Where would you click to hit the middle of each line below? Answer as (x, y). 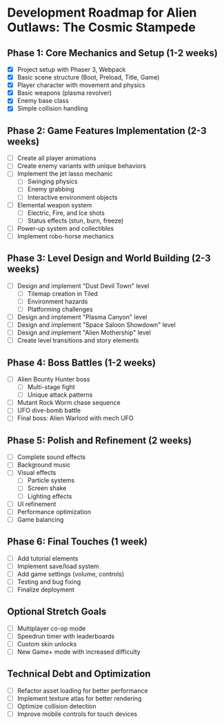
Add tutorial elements (48, 558)
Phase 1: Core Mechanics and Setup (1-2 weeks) (113, 53)
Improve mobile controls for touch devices (77, 714)
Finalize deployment (45, 590)
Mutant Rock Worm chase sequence (69, 403)
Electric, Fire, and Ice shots (66, 213)
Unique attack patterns (60, 395)
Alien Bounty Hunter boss (53, 379)
